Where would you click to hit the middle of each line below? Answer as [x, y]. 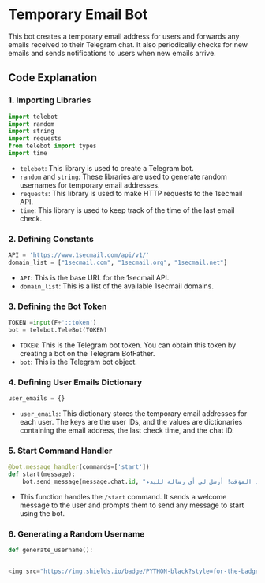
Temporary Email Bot [78, 15]
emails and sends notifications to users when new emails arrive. [112, 53]
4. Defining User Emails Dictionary [75, 382]
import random [32, 124]
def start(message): [42, 474]
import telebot [33, 117]
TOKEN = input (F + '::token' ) [52, 323]
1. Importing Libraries [50, 100]
